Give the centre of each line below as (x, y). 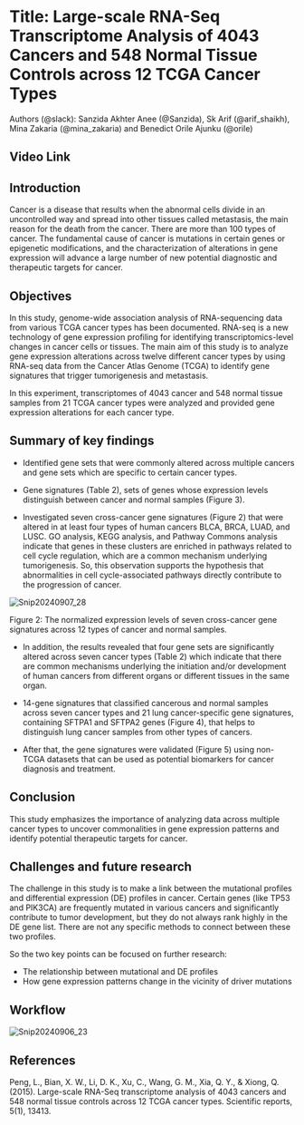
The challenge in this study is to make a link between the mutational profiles (151, 888)
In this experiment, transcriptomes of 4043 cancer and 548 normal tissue (146, 393)
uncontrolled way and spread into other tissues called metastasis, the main (149, 219)
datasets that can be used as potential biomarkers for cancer (160, 759)
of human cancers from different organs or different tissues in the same (156, 675)
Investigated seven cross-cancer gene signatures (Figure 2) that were (152, 517)
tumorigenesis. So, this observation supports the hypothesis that (143, 565)
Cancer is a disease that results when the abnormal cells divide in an (137, 209)
